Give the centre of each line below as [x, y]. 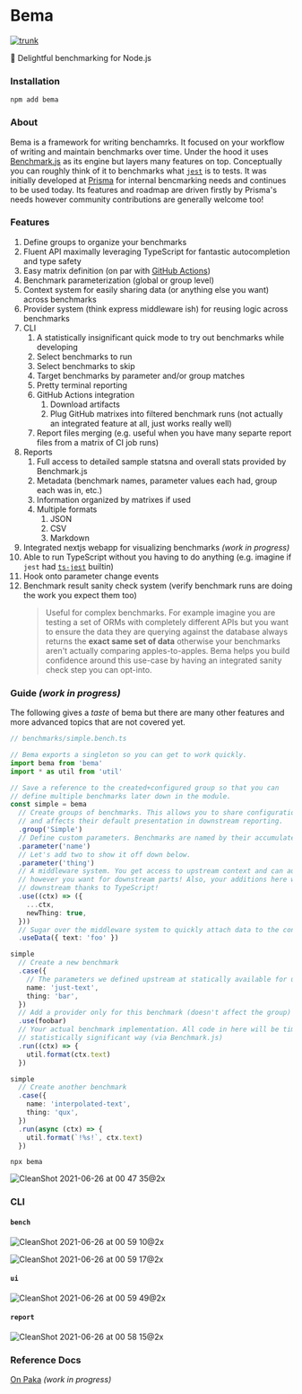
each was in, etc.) [69, 490]
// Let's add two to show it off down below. [105, 854]
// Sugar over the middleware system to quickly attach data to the [149, 930]
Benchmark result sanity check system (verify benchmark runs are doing [158, 586]
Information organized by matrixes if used [114, 499]
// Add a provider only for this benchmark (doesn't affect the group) [155, 1013]
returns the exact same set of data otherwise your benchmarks [163, 641]
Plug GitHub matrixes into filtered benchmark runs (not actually [166, 413]
